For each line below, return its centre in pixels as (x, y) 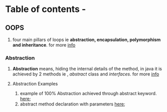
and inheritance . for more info (44, 45)
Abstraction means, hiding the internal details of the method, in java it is (87, 69)
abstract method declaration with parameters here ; (72, 104)
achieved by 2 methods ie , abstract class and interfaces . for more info (86, 74)
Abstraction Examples (35, 84)
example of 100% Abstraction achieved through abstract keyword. (88, 93)
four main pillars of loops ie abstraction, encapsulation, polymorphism (87, 39)
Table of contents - (46, 9)
